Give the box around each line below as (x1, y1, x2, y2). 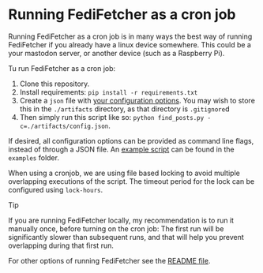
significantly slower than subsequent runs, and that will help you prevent (8, 232, 245, 241)
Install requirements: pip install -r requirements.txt (19, 87, 198, 96)
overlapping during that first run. (8, 241, 115, 250)
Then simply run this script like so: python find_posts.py (19, 112, 205, 122)
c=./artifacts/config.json (19, 122, 109, 130)
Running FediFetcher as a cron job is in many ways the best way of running (8, 32, 253, 41)
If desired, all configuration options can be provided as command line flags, (8, 136, 254, 145)
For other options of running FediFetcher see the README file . (8, 256, 211, 265)
